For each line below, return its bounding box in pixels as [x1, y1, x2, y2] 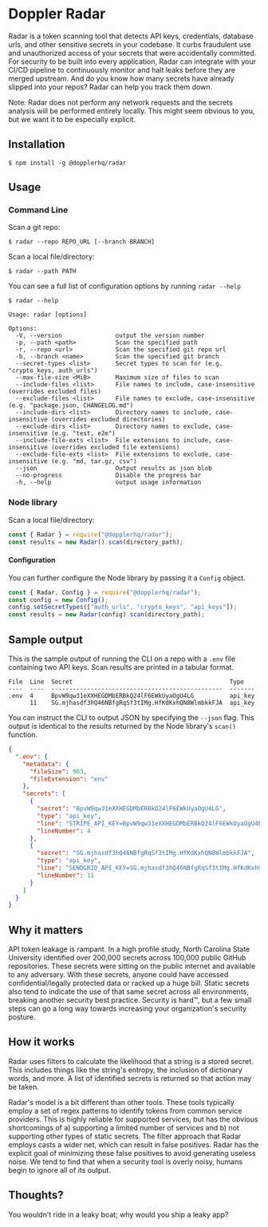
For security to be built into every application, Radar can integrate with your [8, 57, 257, 66]
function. [8, 730, 38, 739]
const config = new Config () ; [8, 596, 109, 604]
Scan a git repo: [8, 223, 61, 232]
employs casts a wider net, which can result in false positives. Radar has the [8, 1139, 259, 1150]
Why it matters [8, 923, 84, 936]
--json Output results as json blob [15, 465, 213, 473]
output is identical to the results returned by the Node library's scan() [8, 722, 237, 730]
